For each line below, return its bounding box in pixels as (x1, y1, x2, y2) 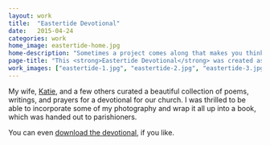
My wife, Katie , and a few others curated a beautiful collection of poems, (8, 86, 249, 96)
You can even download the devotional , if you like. (8, 127, 175, 137)
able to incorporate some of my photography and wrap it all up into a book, (8, 103, 256, 113)
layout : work (8, 11, 52, 20)
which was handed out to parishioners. (8, 112, 137, 122)
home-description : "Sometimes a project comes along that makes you (8, 49, 243, 57)
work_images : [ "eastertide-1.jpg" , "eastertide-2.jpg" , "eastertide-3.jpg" (8, 64, 268, 72)
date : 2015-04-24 (8, 27, 74, 35)
